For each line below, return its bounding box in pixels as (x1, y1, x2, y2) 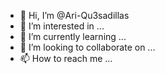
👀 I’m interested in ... (19, 20, 105, 32)
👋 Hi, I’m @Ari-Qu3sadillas (19, 10, 130, 21)
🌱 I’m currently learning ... (19, 31, 127, 42)
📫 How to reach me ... (19, 53, 113, 64)
